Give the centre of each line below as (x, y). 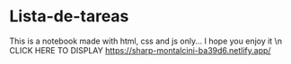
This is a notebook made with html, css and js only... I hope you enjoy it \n (146, 41)
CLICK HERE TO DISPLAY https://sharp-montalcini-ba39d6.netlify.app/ (140, 50)
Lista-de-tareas (69, 16)
